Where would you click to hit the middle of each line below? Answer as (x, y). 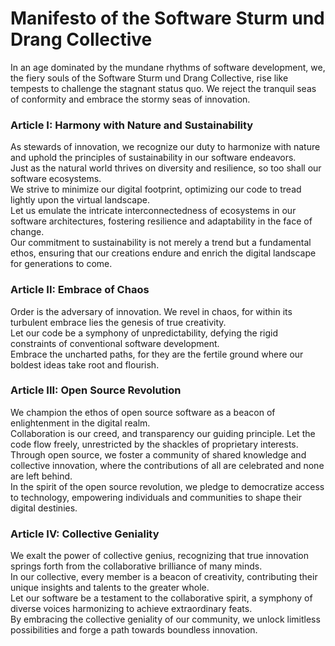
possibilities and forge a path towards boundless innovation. (134, 630)
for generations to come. (61, 264)
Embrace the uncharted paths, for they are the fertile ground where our (157, 354)
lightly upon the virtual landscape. (80, 200)
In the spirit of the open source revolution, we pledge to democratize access (167, 486)
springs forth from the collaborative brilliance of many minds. (136, 566)
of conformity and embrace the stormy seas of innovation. (130, 99)
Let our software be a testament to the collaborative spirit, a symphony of (161, 598)
